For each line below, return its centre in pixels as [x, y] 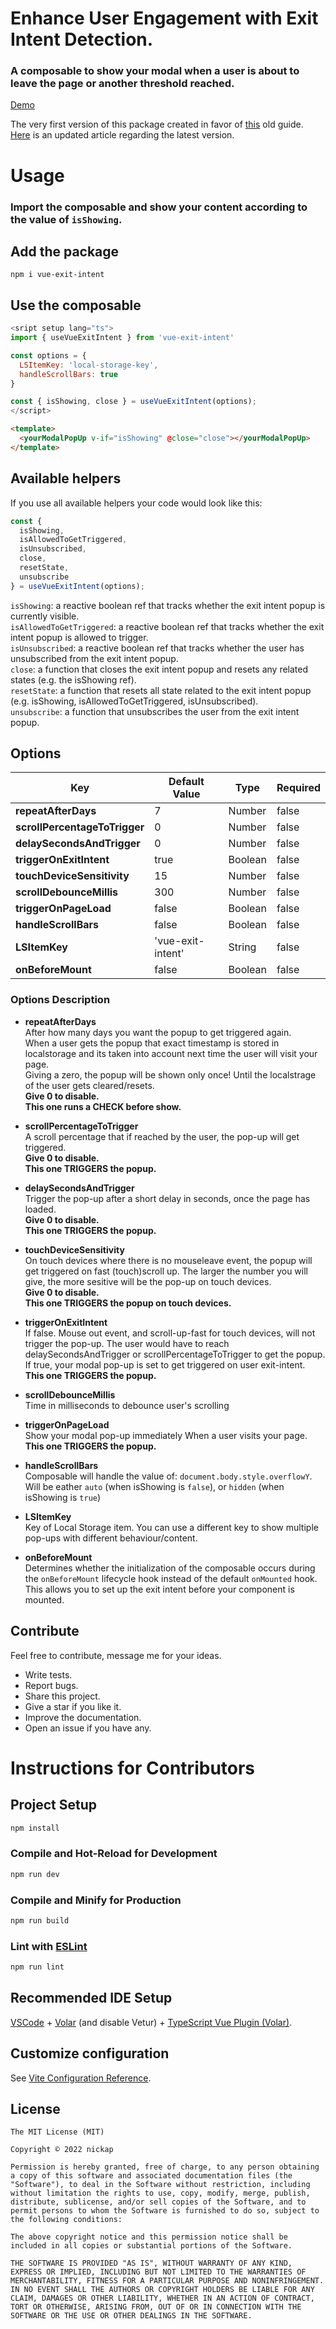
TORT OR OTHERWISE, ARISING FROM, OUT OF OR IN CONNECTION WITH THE [156, 2307]
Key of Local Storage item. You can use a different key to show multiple [171, 1527]
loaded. [40, 1209]
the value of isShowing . [66, 219]
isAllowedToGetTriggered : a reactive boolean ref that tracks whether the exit [167, 626]
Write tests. [48, 1674]
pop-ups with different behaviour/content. [111, 1538]
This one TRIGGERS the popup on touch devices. [128, 1303]
